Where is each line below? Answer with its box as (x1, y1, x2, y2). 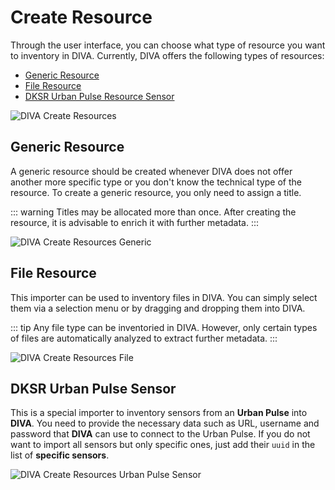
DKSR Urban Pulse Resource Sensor (24, 90, 175, 102)
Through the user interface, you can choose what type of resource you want (10, 39, 326, 51)
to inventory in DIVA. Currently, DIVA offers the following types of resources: (10, 49, 325, 61)
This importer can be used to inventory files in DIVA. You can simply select (10, 291, 318, 303)
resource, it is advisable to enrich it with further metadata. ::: (10, 216, 260, 228)
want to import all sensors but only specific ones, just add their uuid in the (10, 439, 316, 451)
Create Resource (10, 6, 153, 29)
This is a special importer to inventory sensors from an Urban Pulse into (10, 407, 308, 419)
